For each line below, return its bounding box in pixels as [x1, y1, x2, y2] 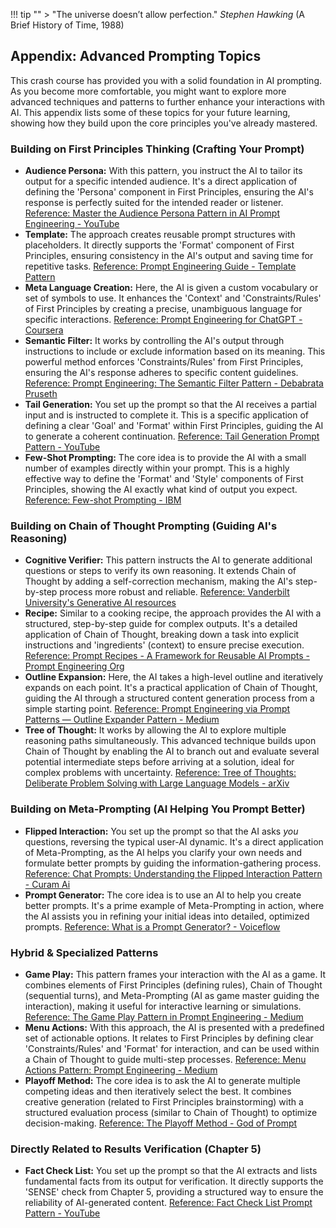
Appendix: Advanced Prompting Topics [10, 48, 262, 65]
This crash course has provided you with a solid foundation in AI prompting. [10, 74, 323, 86]
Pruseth [24, 388, 58, 400]
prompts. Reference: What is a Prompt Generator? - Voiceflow [24, 920, 281, 933]
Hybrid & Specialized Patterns [10, 945, 159, 959]
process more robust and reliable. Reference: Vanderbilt [59, 586, 290, 598]
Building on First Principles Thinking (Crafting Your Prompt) [10, 142, 305, 156]
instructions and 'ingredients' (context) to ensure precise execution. [24, 639, 305, 651]
